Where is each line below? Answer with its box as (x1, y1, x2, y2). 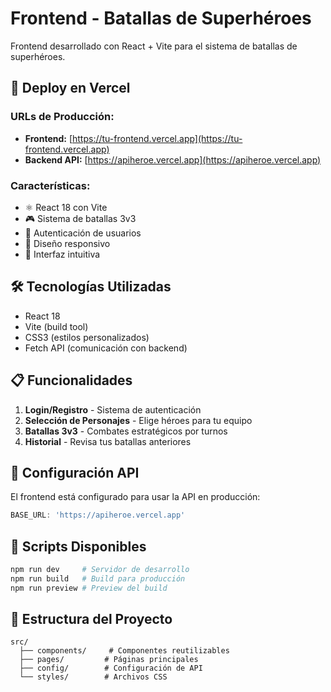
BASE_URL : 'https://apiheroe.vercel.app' (10, 510, 186, 521)
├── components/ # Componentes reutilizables (19, 646, 230, 656)
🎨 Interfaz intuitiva (24, 248, 101, 260)
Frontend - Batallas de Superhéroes (10, 7, 312, 30)
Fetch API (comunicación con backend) (24, 342, 188, 354)
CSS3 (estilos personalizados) (24, 331, 150, 343)
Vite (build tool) (24, 320, 89, 332)
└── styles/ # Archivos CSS (19, 672, 168, 682)
